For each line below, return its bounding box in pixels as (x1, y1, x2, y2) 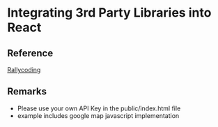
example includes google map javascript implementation (17, 111, 180, 119)
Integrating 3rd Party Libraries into (7, 5, 212, 21)
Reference (7, 47, 54, 59)
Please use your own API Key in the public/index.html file (17, 104, 181, 112)
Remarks (7, 85, 47, 98)
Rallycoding (7, 66, 41, 74)
